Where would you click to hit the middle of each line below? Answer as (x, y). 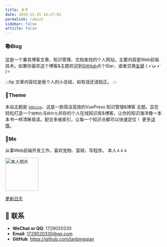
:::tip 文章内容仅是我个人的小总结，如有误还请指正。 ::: (61, 82)
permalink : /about (24, 19)
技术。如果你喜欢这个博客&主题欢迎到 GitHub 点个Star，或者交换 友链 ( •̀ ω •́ (82, 66)
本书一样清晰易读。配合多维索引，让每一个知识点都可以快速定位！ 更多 (78, 119)
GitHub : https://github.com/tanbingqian (53, 239)
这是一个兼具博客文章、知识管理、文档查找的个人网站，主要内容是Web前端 (82, 60)
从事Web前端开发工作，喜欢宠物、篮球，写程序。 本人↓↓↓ (66, 150)
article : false (21, 29)
